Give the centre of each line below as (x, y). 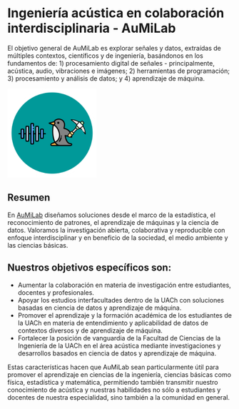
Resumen (29, 198)
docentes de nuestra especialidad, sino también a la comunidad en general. (119, 397)
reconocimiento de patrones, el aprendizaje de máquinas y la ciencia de (113, 222)
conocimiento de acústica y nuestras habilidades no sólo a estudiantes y (114, 390)
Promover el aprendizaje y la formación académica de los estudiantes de (124, 315)
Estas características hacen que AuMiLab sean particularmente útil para (113, 367)
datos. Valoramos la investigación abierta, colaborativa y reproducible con (116, 230)
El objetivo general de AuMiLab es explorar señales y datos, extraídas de (114, 48)
